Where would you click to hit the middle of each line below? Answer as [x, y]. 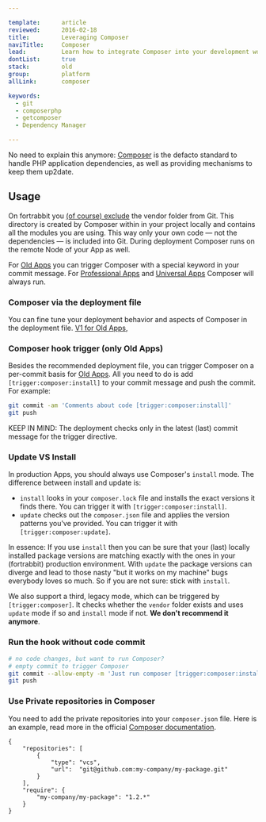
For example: [30, 391]
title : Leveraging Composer [68, 37]
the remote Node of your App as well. [69, 249]
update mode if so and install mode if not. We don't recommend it [118, 613]
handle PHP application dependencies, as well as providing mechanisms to [130, 163]
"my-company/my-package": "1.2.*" [93, 797]
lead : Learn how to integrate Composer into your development [129, 52]
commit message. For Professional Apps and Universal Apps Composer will [131, 273]
